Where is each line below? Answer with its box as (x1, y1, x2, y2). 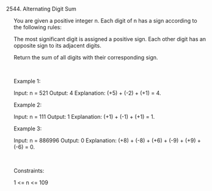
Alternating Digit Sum (22, 6, 76, 12)
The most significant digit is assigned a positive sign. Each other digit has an (13, 36, 207, 42)
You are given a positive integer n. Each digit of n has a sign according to (13, 17, 198, 24)
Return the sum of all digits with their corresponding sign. (13, 54, 158, 61)
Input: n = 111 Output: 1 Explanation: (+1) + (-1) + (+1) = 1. (13, 113, 155, 120)
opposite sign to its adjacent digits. (13, 42, 102, 49)
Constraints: (13, 167, 45, 174)
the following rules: (13, 24, 62, 31)
